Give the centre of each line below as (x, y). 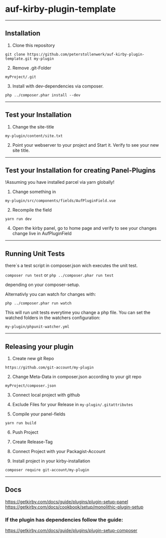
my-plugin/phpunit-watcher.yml (37, 327)
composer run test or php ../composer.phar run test (59, 275)
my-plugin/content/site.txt (34, 136)
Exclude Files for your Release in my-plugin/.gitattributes (73, 404)
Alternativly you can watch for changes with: (51, 294)
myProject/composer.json (31, 386)
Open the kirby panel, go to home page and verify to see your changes (84, 228)
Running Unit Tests (35, 254)
